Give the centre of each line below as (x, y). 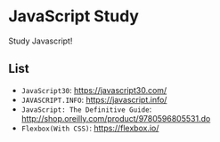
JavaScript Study (74, 16)
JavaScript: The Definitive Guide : (86, 109)
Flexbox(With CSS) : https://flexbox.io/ (90, 128)
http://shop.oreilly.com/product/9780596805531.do (116, 118)
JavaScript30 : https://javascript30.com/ (94, 90)
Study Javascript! (41, 41)
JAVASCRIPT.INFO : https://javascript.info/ (94, 99)
